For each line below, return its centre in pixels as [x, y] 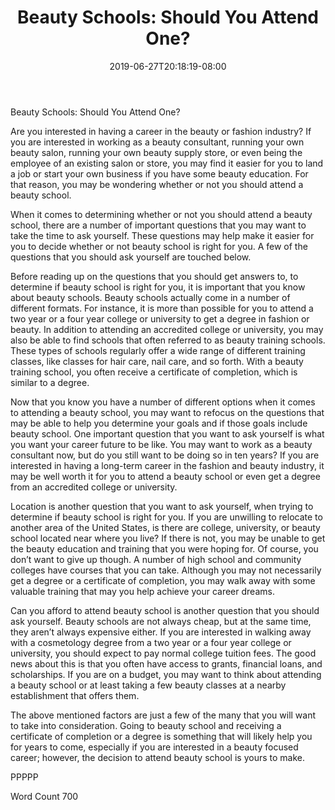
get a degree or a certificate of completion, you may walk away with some [163, 580]
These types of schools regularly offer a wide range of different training [158, 350]
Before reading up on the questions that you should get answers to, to [154, 276]
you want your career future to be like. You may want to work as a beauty [161, 444]
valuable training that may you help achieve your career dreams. [142, 591]
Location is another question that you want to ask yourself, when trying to [162, 506]
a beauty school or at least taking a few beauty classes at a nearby [148, 685]
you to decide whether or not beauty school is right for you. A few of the [159, 246]
